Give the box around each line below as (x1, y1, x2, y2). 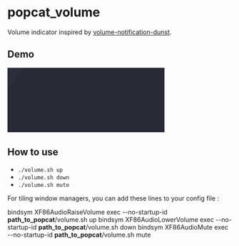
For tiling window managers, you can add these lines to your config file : (7, 193, 220, 203)
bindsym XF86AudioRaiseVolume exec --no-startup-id (7, 208, 168, 216)
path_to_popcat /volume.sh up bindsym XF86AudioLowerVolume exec (7, 215, 214, 224)
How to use (7, 146, 59, 159)
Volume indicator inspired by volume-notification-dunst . (7, 28, 172, 36)
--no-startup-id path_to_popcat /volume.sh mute (7, 230, 151, 239)
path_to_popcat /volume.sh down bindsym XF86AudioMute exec (38, 223, 229, 231)
